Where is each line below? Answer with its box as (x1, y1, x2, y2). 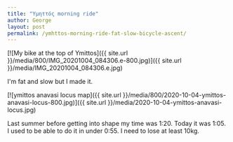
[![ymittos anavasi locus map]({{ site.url (7, 91, 121, 99)
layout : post (7, 23, 46, 30)
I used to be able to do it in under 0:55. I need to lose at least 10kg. (7, 127, 200, 135)
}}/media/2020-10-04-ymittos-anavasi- (107, 99, 222, 107)
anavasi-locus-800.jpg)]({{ (7, 99, 86, 107)
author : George (7, 17, 52, 24)
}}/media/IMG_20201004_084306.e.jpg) (7, 64, 123, 72)
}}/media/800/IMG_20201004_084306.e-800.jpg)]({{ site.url (7, 57, 182, 65)
